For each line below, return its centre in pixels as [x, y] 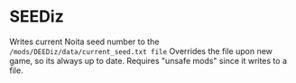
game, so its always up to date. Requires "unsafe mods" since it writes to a [148, 60]
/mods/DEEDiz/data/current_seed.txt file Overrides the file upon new [141, 51]
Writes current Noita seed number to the [84, 41]
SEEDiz [37, 17]
